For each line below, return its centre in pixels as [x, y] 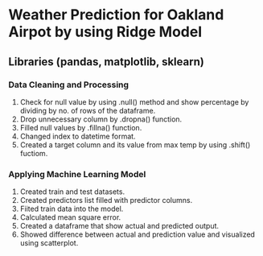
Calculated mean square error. [70, 217]
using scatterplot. [49, 243]
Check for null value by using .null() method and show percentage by [134, 101]
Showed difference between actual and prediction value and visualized [138, 234]
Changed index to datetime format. [78, 136]
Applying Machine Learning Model [77, 174]
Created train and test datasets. [72, 192]
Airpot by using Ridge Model [105, 32]
